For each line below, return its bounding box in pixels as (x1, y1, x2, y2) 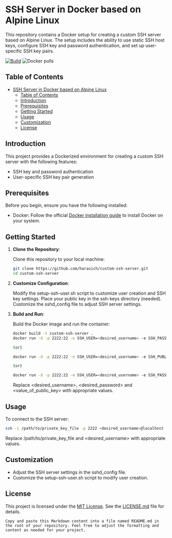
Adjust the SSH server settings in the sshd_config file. (12, 469, 126, 475)
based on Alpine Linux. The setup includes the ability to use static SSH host (5, 37, 165, 43)
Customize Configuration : (12, 280, 69, 286)
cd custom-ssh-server (12, 271, 59, 276)
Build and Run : (12, 311, 45, 317)
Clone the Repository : (12, 246, 60, 253)
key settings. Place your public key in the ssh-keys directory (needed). (12, 295, 162, 301)
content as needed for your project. (5, 527, 86, 532)
